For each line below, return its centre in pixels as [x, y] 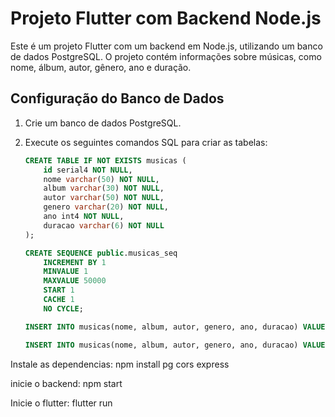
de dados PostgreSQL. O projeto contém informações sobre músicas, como [166, 56]
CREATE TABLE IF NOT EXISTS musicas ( [105, 160]
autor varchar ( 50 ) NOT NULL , [104, 198]
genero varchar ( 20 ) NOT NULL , [106, 207]
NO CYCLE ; [63, 308]
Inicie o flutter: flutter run [61, 403]
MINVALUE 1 [66, 272]
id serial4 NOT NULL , [88, 170]
